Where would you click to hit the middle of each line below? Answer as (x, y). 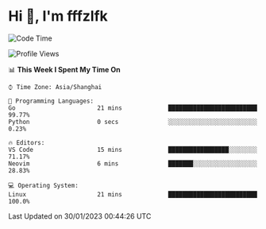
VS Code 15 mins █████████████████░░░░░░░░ (133, 149)
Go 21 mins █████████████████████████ (133, 108)
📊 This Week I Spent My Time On (64, 69)
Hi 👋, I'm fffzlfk (58, 16)
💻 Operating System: (44, 185)
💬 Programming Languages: (51, 101)
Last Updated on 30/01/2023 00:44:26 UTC (80, 216)
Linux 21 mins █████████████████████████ (133, 194)
